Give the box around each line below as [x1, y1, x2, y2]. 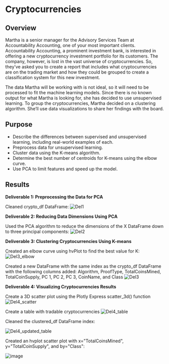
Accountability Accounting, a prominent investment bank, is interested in [5, 48, 156, 53]
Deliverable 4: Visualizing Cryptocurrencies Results [5, 283, 117, 289]
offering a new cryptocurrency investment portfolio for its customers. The [5, 53, 158, 59]
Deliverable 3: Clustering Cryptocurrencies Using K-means [5, 238, 132, 244]
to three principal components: [5, 228, 70, 234]
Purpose [5, 120, 33, 129]
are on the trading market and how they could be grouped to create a [5, 69, 149, 75]
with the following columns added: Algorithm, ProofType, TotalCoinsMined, [5, 268, 161, 274]
